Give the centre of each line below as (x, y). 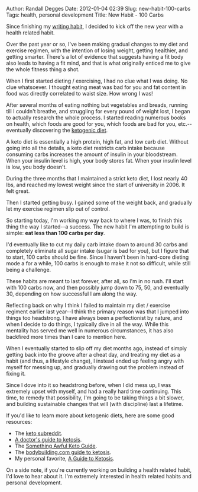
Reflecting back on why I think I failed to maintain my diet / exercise (88, 305)
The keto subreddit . (39, 433)
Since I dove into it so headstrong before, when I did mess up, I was (89, 385)
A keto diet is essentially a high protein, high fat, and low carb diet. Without (98, 142)
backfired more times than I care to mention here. (66, 337)
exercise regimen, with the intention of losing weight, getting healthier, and (97, 50)
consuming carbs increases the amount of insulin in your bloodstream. (92, 154)
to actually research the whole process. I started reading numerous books (96, 118)
